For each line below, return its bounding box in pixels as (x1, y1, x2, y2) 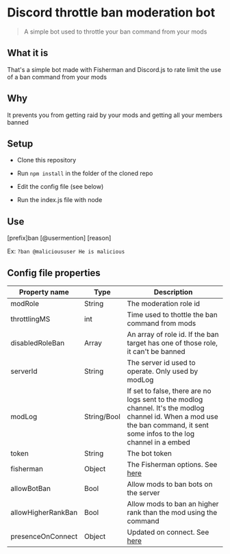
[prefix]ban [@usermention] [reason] (7, 234, 112, 242)
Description (153, 288, 193, 297)
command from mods (127, 318, 196, 328)
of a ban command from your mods (7, 73, 107, 81)
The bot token (127, 449, 172, 458)
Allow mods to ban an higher (127, 499, 219, 508)
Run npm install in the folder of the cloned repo (16, 169, 153, 177)
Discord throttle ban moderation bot (7, 5, 216, 21)
